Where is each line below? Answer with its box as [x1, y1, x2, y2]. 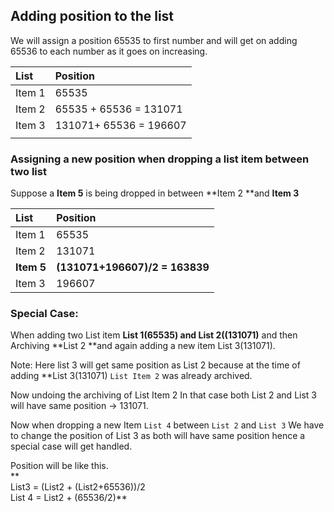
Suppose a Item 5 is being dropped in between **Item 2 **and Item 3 [10, 187, 300, 199]
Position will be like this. [10, 460, 109, 472]
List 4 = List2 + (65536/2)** [10, 492, 128, 504]
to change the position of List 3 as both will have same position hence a [10, 430, 306, 442]
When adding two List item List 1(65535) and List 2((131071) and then [10, 329, 298, 341]
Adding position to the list [10, 8, 175, 25]
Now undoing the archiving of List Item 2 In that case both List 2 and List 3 [10, 389, 317, 401]
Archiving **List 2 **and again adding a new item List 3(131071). [10, 340, 276, 352]
